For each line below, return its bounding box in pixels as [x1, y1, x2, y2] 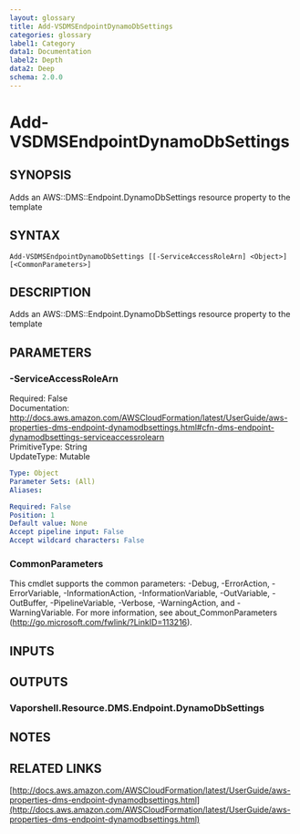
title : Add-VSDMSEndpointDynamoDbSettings [9, 22, 173, 31]
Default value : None [9, 519, 88, 529]
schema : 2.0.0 [9, 73, 64, 82]
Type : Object [9, 468, 59, 479]
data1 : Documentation [9, 47, 92, 57]
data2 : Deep [9, 65, 55, 74]
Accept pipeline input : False [9, 528, 125, 537]
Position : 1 [9, 510, 55, 520]
